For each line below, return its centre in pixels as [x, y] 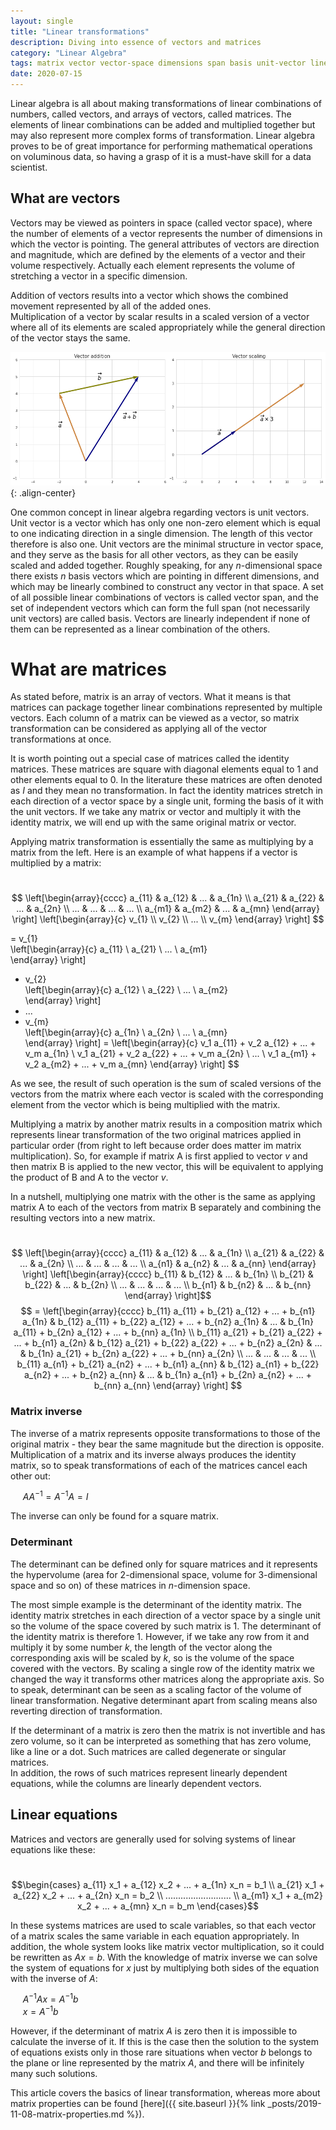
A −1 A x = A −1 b [50, 1998]
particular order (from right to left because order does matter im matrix [156, 1146]
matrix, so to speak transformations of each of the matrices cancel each [159, 1465]
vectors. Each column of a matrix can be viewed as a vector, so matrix [155, 718]
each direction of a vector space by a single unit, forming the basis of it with [167, 801]
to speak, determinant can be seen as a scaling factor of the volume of [156, 1689]
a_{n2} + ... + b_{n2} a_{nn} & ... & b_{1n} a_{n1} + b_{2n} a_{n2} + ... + [168, 1375]
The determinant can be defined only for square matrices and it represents [164, 1564]
